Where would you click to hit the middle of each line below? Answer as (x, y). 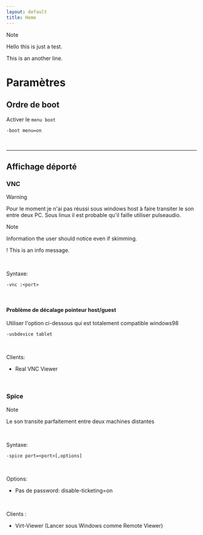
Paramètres (36, 83)
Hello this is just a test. (34, 47)
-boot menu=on (24, 131)
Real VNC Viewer (37, 369)
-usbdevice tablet (29, 334)
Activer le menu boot (31, 119)
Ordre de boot (33, 105)
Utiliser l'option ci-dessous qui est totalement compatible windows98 (92, 323)
